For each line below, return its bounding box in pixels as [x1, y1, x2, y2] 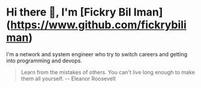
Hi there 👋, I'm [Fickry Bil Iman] [6, 5, 163, 19]
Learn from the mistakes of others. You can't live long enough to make [20, 68, 195, 75]
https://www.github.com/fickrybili [10, 18, 187, 32]
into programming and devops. [6, 57, 82, 64]
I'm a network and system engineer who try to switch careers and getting [6, 50, 188, 57]
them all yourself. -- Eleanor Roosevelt [20, 75, 116, 82]
